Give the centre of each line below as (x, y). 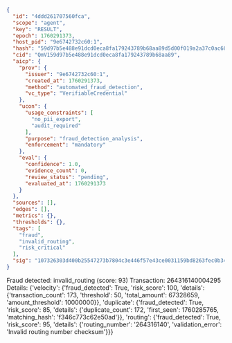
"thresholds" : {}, (39, 222)
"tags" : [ (27, 228)
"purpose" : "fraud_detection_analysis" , (84, 138)
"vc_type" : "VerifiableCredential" (76, 93)
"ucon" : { (33, 106)
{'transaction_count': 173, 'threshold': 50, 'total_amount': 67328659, (103, 295)
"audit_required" (56, 126)
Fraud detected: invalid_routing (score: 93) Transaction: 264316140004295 (114, 280)
